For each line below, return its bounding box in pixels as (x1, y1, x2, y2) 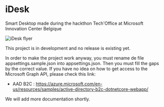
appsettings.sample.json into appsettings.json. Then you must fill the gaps (5, 60, 159, 66)
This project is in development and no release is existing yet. (5, 45, 131, 51)
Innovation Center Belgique (5, 25, 62, 31)
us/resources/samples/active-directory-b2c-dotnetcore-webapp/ (12, 86, 148, 92)
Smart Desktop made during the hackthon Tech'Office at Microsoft (5, 20, 143, 26)
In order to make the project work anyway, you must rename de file (5, 55, 144, 61)
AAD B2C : (12, 81, 35, 87)
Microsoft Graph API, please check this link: (5, 71, 96, 77)
